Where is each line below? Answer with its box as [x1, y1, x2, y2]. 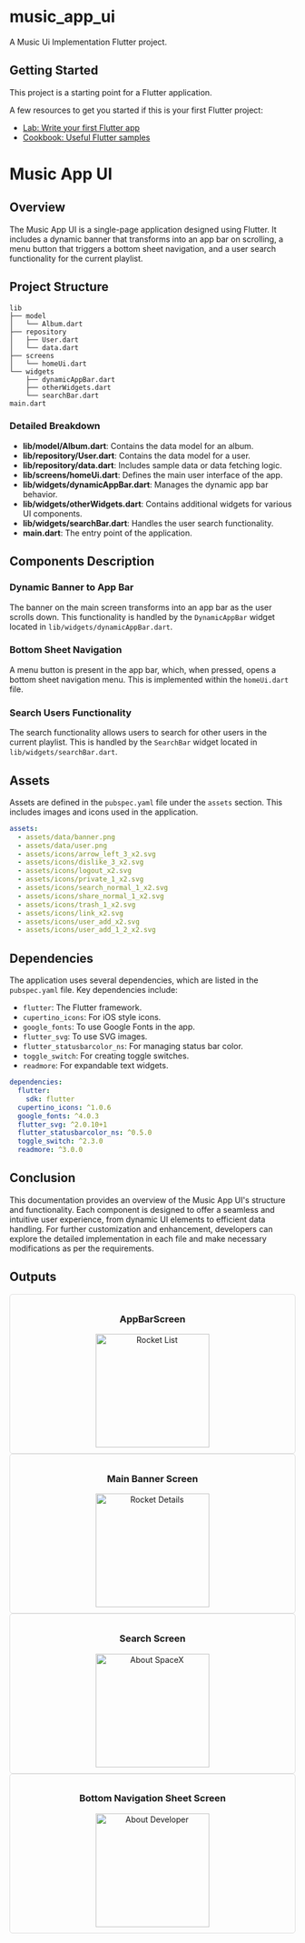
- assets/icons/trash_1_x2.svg [17, 900, 136, 909]
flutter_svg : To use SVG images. [22, 1031, 148, 1042]
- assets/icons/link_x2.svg [17, 908, 124, 917]
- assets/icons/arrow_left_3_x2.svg [17, 849, 156, 858]
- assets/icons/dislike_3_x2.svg [17, 857, 144, 867]
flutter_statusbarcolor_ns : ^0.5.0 [17, 1128, 152, 1137]
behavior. [22, 488, 58, 499]
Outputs [9, 1269, 57, 1285]
